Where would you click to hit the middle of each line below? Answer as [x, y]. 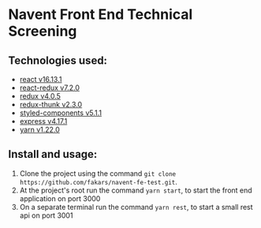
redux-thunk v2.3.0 [51, 105]
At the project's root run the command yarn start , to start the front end [136, 190]
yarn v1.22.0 [40, 129]
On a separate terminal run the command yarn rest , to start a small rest [136, 207]
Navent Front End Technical [101, 15]
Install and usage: [53, 154]
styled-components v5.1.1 [61, 113]
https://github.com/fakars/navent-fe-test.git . [98, 181]
